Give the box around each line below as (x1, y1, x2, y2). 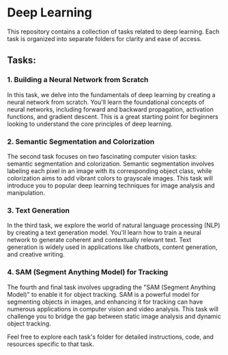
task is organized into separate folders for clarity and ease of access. (7, 34, 202, 42)
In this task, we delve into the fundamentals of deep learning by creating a (7, 90, 216, 98)
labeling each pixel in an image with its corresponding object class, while (7, 166, 212, 175)
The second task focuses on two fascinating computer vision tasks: (7, 152, 197, 160)
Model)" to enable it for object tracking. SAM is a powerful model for (7, 290, 200, 298)
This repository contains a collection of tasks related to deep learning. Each (7, 27, 220, 36)
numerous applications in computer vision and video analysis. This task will (7, 304, 218, 313)
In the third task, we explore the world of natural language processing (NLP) (7, 221, 220, 230)
